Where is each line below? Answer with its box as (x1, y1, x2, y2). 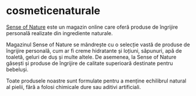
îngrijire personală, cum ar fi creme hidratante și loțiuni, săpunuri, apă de (6, 47, 182, 54)
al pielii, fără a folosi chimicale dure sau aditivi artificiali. (6, 83, 141, 90)
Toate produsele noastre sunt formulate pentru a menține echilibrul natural (6, 77, 187, 84)
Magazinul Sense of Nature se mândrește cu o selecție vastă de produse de (6, 41, 190, 48)
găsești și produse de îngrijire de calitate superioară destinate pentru (6, 60, 174, 67)
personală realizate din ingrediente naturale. (6, 29, 113, 36)
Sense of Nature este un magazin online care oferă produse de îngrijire (6, 23, 178, 30)
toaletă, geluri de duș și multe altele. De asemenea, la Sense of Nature (6, 53, 177, 60)
